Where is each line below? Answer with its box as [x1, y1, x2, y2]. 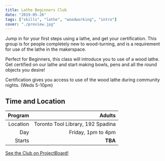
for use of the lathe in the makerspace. [5, 46, 86, 52]
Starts [15, 137, 29, 144]
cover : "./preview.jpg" [5, 21, 56, 27]
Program [8, 112, 29, 119]
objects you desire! [5, 67, 46, 73]
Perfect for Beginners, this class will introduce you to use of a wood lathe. [5, 56, 160, 62]
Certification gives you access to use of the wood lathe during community [5, 77, 160, 83]
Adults [99, 112, 116, 119]
